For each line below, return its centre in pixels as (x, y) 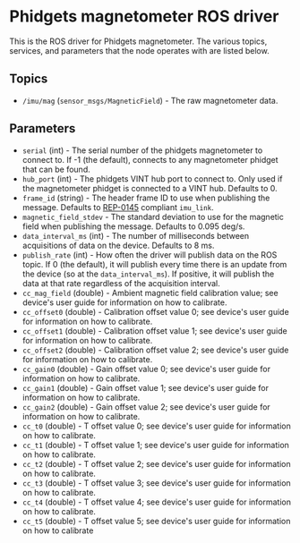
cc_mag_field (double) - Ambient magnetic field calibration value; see (150, 293)
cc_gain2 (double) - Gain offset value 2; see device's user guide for (146, 407)
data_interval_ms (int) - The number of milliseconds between (135, 235)
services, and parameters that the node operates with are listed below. (140, 50)
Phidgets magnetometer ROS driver (144, 17)
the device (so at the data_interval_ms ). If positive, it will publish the (148, 274)
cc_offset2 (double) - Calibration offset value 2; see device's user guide (155, 350)
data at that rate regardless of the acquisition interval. (121, 283)
